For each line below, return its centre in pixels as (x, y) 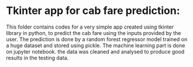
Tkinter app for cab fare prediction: (93, 11)
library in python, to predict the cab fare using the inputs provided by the (94, 33)
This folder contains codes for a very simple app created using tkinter (90, 27)
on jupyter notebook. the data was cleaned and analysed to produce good (95, 51)
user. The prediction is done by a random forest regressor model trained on (97, 39)
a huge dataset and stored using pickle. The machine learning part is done (96, 45)
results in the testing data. (37, 58)
